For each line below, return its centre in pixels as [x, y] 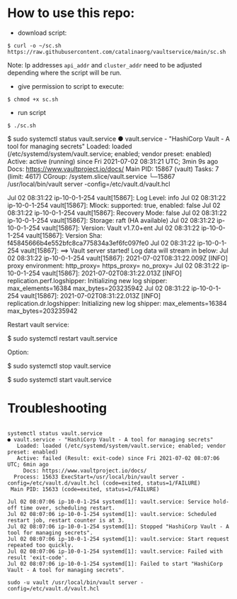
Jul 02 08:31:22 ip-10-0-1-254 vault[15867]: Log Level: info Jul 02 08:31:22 [117, 197]
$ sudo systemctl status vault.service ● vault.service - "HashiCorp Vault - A [118, 138]
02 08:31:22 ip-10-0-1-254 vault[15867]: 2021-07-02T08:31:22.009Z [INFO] [118, 258]
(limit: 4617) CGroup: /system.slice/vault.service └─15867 [91, 176]
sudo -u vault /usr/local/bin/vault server [73, 582]
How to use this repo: [71, 13]
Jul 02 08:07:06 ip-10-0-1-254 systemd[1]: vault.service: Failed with [115, 551]
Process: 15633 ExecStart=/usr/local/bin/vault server [96, 477]
